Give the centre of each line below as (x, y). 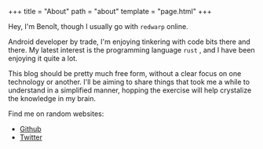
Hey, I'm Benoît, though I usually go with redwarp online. (98, 26)
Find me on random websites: (56, 114)
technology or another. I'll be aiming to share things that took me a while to (129, 82)
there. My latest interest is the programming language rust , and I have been (131, 50)
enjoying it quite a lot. (43, 58)
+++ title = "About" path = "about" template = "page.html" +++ (110, 11)
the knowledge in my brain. (52, 98)
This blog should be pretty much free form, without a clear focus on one (125, 73)
